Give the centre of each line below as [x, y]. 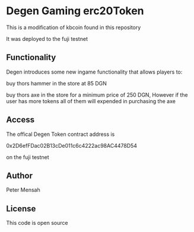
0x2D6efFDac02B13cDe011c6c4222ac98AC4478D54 [72, 145]
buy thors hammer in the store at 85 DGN [56, 83]
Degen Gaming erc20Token [75, 11]
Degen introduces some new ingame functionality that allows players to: [94, 72]
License [21, 209]
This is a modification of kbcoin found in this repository [74, 27]
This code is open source [37, 223]
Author [19, 175]
